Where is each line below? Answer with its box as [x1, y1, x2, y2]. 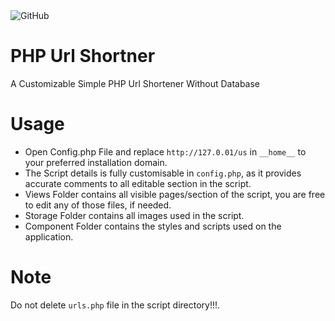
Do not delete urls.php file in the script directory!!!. [10, 299, 221, 311]
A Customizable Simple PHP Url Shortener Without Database [10, 77, 261, 89]
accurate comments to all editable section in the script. [24, 177, 252, 189]
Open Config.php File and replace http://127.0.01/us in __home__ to [24, 145, 307, 158]
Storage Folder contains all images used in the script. [24, 209, 245, 221]
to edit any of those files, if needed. [24, 199, 172, 211]
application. [24, 230, 74, 243]
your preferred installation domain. [24, 156, 168, 168]
